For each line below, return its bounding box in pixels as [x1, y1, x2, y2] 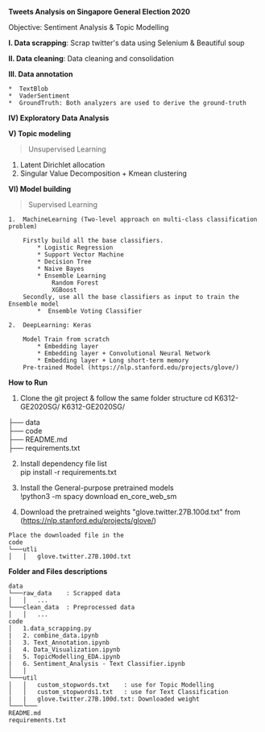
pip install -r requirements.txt [19, 468, 117, 476]
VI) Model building [8, 185, 72, 193]
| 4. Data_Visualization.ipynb [8, 646, 121, 654]
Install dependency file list [19, 459, 107, 468]
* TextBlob [8, 85, 48, 93]
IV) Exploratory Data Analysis [8, 113, 110, 123]
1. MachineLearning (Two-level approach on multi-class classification [8, 215, 258, 223]
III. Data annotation [8, 69, 73, 79]
